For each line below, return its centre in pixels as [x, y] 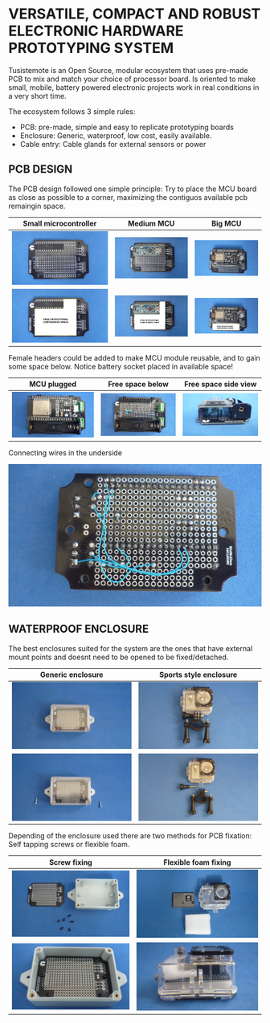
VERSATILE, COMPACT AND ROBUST [135, 14]
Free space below [138, 384]
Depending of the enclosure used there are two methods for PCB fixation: [130, 836]
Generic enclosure [72, 675]
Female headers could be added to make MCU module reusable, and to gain [135, 357]
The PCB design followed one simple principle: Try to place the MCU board [133, 189]
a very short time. [37, 96]
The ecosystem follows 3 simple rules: [72, 111]
